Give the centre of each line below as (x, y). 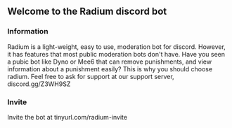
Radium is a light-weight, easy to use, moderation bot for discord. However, (117, 47)
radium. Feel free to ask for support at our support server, (91, 76)
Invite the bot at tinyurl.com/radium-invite (67, 117)
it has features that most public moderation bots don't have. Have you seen (116, 54)
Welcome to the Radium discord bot (87, 12)
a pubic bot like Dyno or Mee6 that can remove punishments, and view (110, 62)
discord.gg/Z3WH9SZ (39, 84)
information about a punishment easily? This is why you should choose (110, 69)
